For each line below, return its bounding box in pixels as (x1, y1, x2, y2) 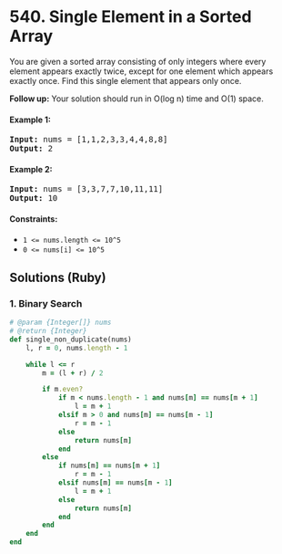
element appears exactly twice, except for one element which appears (9, 66, 274, 77)
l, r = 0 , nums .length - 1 (25, 343, 128, 352)
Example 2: (9, 163, 53, 174)
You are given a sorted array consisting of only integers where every (9, 56, 267, 67)
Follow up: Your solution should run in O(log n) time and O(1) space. (9, 93, 264, 104)
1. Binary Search (9, 297, 83, 309)
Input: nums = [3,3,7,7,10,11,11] (9, 184, 164, 194)
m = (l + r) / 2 (42, 368, 104, 378)
